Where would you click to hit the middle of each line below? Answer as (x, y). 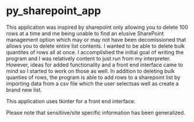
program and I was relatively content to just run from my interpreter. (88, 58)
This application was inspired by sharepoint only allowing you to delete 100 (97, 27)
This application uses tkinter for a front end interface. (71, 101)
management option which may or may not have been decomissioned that (96, 39)
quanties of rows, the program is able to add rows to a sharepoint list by (93, 77)
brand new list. (24, 90)
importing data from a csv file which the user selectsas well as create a (92, 83)
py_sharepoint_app (54, 11)
